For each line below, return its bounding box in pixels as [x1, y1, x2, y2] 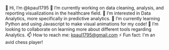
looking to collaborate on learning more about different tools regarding [5, 26, 151, 32]
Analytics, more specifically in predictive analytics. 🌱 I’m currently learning [5, 16, 160, 21]
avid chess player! [5, 39, 43, 45]
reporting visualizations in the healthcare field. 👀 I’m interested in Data [5, 10, 151, 16]
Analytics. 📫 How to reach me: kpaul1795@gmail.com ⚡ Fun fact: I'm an [5, 32, 155, 38]
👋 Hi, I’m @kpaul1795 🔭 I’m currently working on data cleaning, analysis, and [5, 5, 164, 11]
